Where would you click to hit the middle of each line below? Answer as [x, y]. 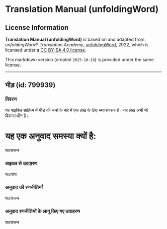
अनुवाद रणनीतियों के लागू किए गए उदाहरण [43, 211]
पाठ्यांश [11, 174]
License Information [37, 28]
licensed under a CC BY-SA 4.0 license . [46, 50]
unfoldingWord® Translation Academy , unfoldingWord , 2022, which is [77, 45]
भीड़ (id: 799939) [30, 85]
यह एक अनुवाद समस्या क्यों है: [51, 136]
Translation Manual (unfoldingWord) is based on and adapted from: [76, 39]
